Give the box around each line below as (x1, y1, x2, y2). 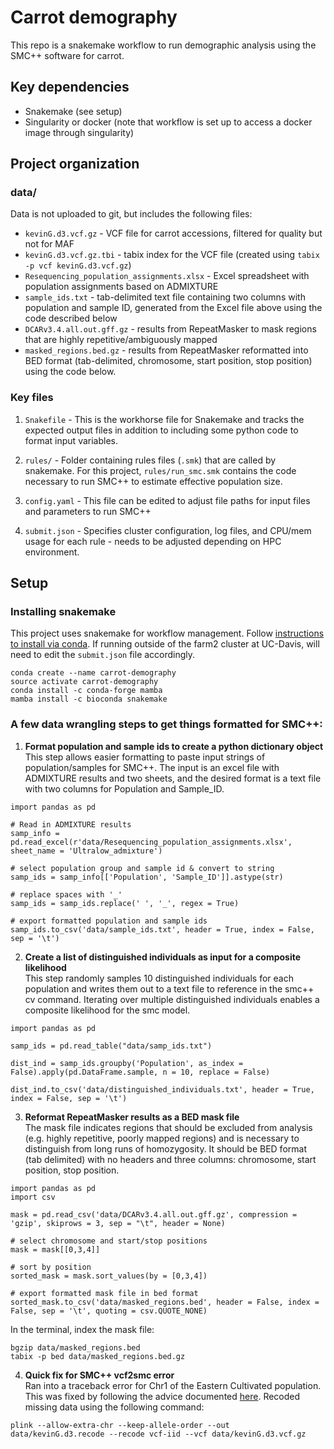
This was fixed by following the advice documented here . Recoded (24, 1390, 301, 1402)
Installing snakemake (10, 605, 117, 619)
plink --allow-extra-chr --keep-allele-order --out (10, 1420, 230, 1430)
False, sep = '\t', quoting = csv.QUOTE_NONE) (10, 1306, 208, 1316)
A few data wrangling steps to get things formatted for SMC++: (10, 717, 323, 731)
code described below (24, 312, 118, 325)
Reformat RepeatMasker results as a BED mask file (24, 1111, 240, 1123)
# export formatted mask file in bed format (10, 1288, 199, 1298)
